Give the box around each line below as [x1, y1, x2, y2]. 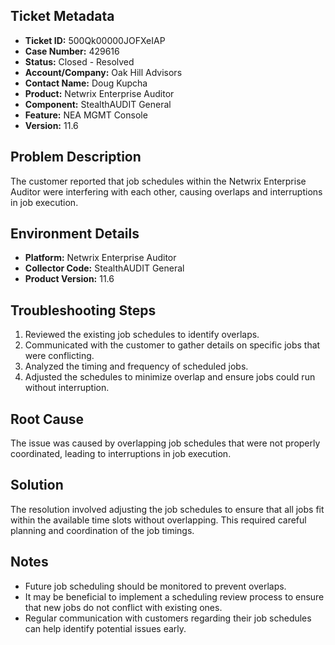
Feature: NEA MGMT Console [24, 109, 148, 121]
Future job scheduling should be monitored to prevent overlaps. [24, 580, 287, 592]
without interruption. [24, 382, 110, 394]
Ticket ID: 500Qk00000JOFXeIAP [24, 34, 166, 46]
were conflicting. [24, 350, 95, 362]
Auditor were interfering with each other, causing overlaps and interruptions [10, 185, 323, 198]
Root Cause [10, 410, 85, 428]
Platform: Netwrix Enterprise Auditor [24, 252, 177, 264]
